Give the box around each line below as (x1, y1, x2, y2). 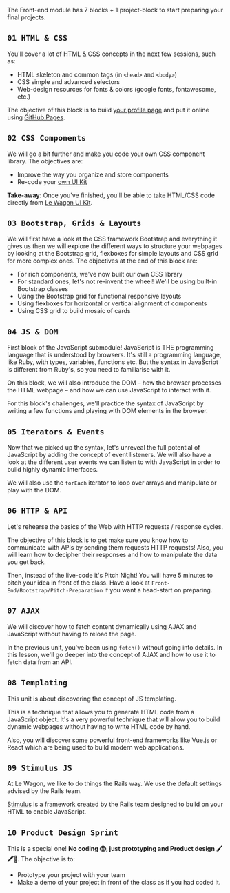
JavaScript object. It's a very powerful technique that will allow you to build (7, 715, 220, 723)
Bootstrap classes (17, 285, 69, 293)
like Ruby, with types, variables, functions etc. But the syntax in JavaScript (7, 358, 218, 366)
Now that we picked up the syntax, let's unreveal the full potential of (7, 443, 200, 452)
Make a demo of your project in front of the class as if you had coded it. (17, 879, 221, 887)
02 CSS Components (7, 133, 86, 143)
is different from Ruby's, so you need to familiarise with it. (7, 365, 171, 374)
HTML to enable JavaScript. (7, 807, 87, 816)
